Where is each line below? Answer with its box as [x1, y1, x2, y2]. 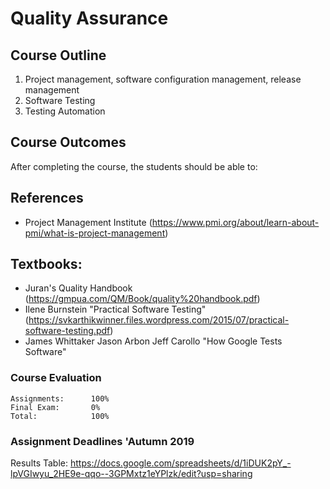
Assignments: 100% [10, 393, 110, 404]
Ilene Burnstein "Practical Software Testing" [24, 303, 207, 316]
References [10, 190, 84, 207]
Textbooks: [10, 256, 83, 273]
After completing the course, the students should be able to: [10, 160, 258, 172]
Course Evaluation [10, 371, 102, 385]
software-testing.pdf [24, 325, 111, 337]
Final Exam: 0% [10, 402, 101, 412]
